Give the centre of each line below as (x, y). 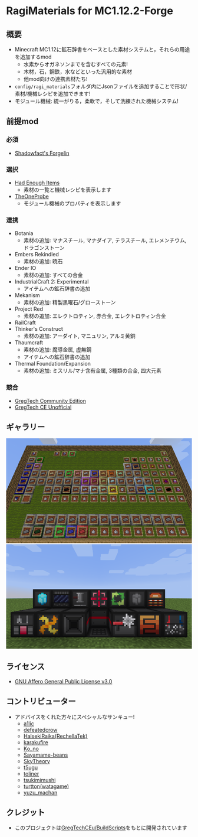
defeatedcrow (40, 729)
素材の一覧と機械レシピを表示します (67, 190)
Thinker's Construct (39, 329)
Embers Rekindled (37, 255)
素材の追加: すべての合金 (53, 275)
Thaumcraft (29, 343)
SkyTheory (37, 761)
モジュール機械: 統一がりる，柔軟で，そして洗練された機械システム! (96, 101)
